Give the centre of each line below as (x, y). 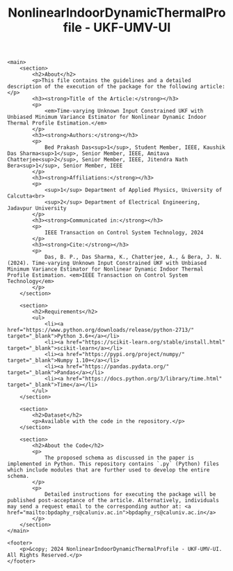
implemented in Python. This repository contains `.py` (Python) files (113, 464)
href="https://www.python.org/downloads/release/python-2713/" (101, 330)
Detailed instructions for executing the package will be (130, 494)
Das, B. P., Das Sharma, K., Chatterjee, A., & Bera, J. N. (133, 257)
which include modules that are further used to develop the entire (109, 470)
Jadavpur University (37, 209)
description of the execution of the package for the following (102, 87)
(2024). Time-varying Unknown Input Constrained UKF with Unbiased (107, 263)
